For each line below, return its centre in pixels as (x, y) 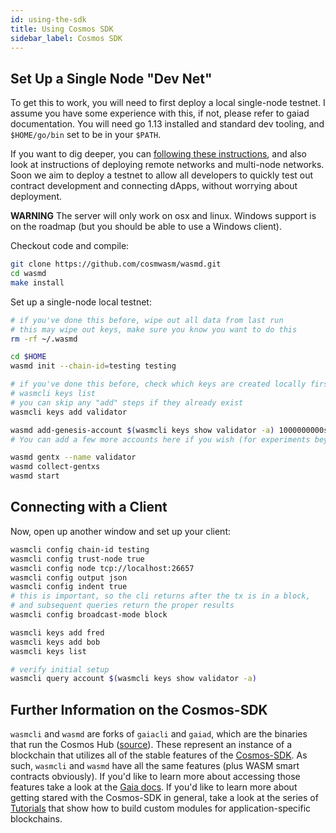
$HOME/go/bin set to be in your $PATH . (86, 135)
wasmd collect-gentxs (55, 467)
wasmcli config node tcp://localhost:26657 (102, 568)
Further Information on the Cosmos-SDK (139, 709)
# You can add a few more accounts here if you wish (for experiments (160, 439)
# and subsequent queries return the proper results (122, 606)
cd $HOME (28, 357)
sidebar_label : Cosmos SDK (66, 38)
